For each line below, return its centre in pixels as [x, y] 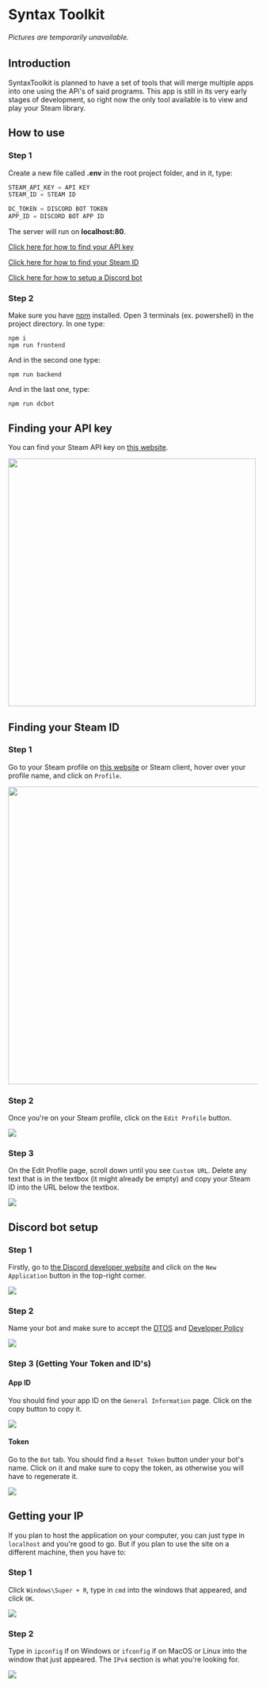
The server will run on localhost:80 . [67, 231]
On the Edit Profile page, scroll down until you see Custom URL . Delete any [127, 1170]
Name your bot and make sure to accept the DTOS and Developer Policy [126, 1328]
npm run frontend [37, 346]
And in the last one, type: [49, 390]
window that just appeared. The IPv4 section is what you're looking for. [124, 1659]
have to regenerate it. [43, 1476]
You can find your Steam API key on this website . [88, 448]
